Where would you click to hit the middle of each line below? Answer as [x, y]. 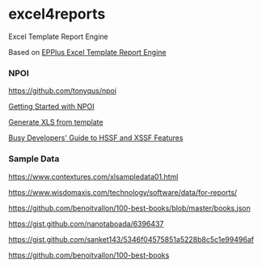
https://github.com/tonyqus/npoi [63, 91]
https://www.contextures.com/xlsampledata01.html [93, 177]
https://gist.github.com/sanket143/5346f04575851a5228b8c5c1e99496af [131, 239]
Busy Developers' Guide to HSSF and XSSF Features [96, 138]
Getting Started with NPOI [51, 107]
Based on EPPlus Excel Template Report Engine [87, 52]
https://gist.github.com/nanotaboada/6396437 [86, 223]
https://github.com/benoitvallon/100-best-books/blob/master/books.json [129, 208]
